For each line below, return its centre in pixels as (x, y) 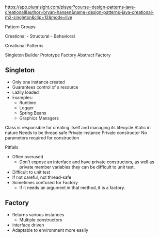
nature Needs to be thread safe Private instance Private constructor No (76, 133)
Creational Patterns (24, 45)
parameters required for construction (42, 137)
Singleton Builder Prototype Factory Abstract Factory (58, 55)
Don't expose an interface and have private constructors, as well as (87, 162)
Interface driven (28, 225)
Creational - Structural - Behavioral (40, 36)
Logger (26, 108)
